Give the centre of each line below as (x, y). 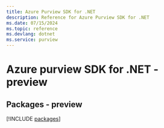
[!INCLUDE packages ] (33, 119)
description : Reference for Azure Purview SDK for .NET (78, 17)
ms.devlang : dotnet (31, 34)
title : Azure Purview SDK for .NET (51, 12)
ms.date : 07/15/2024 (32, 23)
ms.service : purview (32, 40)
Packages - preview (44, 104)
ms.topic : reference (32, 29)
